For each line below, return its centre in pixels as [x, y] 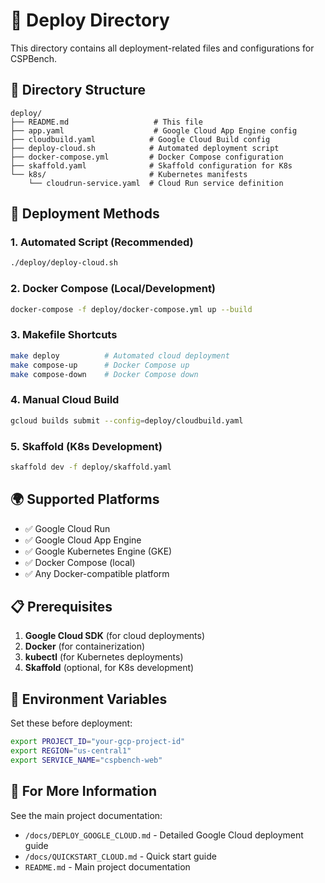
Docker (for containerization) [85, 646]
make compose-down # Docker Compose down [104, 374]
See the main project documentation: [86, 815]
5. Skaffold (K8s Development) [86, 446]
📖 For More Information [83, 791]
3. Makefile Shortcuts [64, 335]
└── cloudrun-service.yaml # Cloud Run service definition [156, 183]
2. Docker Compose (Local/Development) [113, 289]
